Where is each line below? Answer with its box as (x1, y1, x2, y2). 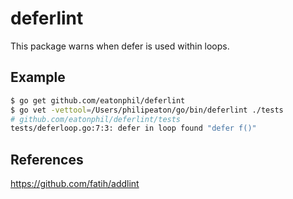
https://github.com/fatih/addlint (10, 178, 140, 190)
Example (10, 69, 66, 86)
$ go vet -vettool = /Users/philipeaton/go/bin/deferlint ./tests (10, 105, 284, 115)
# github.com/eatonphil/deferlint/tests (10, 114, 182, 124)
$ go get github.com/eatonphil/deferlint (10, 95, 186, 106)
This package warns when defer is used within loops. (10, 40, 230, 52)
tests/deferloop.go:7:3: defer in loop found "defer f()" (10, 123, 257, 134)
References (10, 151, 84, 168)
